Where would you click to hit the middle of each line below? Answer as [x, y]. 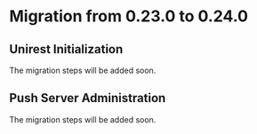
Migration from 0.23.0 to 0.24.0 [129, 16]
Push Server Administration [88, 98]
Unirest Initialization [66, 49]
